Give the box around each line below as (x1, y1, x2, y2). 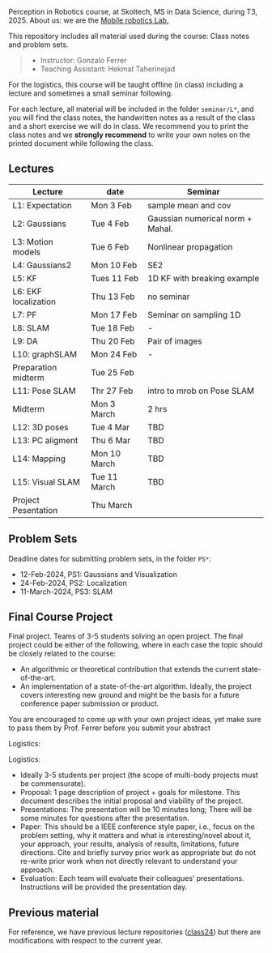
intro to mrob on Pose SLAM (147, 385, 255, 396)
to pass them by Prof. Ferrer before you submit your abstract (8, 723, 211, 733)
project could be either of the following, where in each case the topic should (8, 640, 263, 650)
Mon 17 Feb (91, 309, 138, 320)
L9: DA (12, 335, 39, 347)
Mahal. (147, 223, 173, 234)
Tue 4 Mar (91, 421, 130, 433)
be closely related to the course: (8, 648, 117, 659)
